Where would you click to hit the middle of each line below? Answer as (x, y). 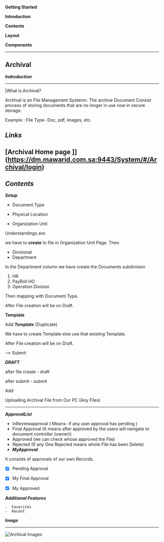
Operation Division (31, 287)
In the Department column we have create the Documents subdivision (75, 267)
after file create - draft (27, 372)
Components (19, 45)
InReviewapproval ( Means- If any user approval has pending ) (75, 424)
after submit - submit (26, 381)
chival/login (24, 167)
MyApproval (25, 450)
